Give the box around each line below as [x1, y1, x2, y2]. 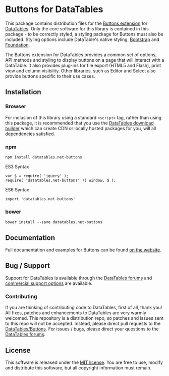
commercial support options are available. [5, 280, 92, 286]
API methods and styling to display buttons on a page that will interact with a [5, 57, 164, 63]
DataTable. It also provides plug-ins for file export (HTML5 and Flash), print [5, 62, 161, 68]
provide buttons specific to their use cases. [5, 73, 95, 79]
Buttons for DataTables [5, 4, 103, 15]
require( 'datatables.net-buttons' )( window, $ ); [5, 178, 116, 183]
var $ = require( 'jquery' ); [5, 173, 69, 178]
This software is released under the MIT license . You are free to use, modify [5, 359, 163, 365]
